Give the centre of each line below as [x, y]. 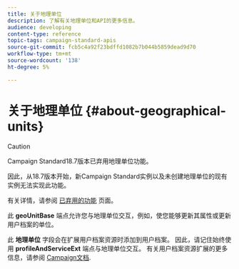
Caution [19, 146]
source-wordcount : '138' [44, 61]
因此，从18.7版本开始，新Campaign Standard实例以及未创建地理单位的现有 [117, 176]
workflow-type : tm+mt [40, 54]
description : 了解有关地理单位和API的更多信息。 [73, 21]
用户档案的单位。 [32, 224]
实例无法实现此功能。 [39, 185]
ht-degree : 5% [29, 67]
